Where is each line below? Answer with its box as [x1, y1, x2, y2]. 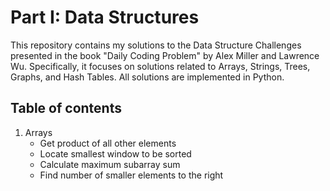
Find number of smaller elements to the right [39, 169, 224, 181]
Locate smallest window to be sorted [39, 147, 192, 160]
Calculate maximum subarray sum [39, 158, 181, 170]
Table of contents [10, 100, 122, 117]
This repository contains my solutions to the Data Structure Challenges [10, 39, 302, 51]
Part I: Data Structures [10, 6, 200, 29]
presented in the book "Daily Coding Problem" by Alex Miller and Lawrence [10, 49, 320, 61]
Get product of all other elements [39, 137, 177, 149]
